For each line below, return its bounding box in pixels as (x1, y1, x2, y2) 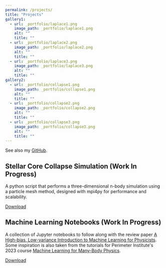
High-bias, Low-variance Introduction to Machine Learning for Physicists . (5, 237, 157, 243)
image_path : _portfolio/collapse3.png (14, 124, 95, 129)
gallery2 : (5, 77, 26, 82)
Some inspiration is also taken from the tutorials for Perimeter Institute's (5, 242, 153, 248)
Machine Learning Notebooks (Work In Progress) (5, 218, 161, 227)
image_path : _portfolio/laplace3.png (14, 63, 93, 68)
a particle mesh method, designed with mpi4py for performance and (5, 189, 147, 195)
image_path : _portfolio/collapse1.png (14, 86, 95, 92)
